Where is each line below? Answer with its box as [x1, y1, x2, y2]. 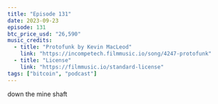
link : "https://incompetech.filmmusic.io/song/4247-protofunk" [20, 51, 212, 58]
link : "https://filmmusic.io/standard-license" [20, 63, 164, 71]
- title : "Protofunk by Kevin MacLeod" [14, 43, 133, 51]
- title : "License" [14, 57, 72, 64]
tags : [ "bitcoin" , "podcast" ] [7, 70, 98, 77]
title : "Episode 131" [7, 10, 72, 18]
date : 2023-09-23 [7, 17, 59, 24]
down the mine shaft [7, 90, 68, 98]
